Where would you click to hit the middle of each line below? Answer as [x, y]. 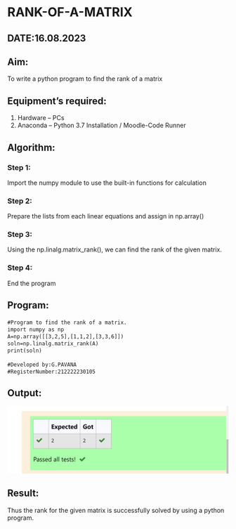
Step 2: [20, 201]
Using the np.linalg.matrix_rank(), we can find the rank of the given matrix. [115, 249]
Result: [23, 494]
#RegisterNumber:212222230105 [52, 372]
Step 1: [19, 167]
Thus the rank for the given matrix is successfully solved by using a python [116, 510]
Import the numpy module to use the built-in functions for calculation [107, 183]
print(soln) [25, 351]
